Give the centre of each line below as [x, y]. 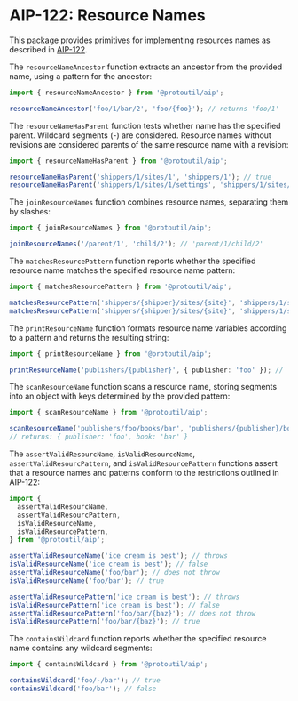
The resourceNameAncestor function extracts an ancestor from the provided [145, 67]
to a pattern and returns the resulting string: [89, 337]
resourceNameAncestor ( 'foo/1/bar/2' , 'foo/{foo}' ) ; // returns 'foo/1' [144, 109]
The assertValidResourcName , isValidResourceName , [102, 454]
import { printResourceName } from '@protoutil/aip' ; [111, 354]
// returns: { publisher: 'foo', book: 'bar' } [99, 437]
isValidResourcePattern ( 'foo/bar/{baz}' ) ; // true [105, 622]
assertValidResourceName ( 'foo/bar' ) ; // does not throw [114, 573]
